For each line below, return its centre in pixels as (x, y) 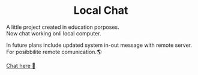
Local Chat (101, 10)
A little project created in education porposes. (63, 27)
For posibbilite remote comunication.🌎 (54, 52)
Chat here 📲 (21, 65)
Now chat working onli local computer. (54, 33)
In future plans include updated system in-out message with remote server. (99, 45)
